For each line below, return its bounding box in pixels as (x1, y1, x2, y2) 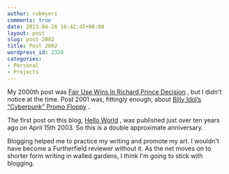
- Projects (7, 68, 39, 75)
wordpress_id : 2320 (7, 49, 64, 56)
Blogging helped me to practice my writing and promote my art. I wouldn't (7, 136, 220, 145)
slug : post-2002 (7, 36, 54, 43)
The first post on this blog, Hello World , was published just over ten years (7, 116, 220, 124)
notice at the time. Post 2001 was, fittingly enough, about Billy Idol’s (7, 95, 202, 103)
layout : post (7, 29, 45, 37)
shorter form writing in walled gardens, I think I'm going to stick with (7, 151, 204, 160)
